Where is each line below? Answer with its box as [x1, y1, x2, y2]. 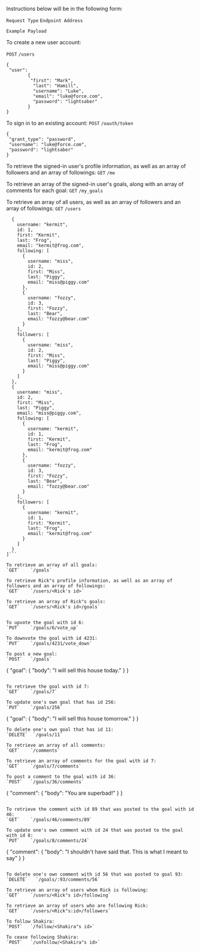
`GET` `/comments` [6, 748, 60, 753]
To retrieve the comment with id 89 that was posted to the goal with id [6, 806, 195, 812]
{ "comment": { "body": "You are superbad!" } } [6, 789, 123, 797]
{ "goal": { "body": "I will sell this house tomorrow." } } [6, 715, 139, 722]
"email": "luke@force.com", [32, 93, 103, 99]
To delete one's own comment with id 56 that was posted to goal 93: [6, 871, 184, 877]
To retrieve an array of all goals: [6, 562, 98, 568]
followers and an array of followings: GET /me [6, 169, 116, 176]
